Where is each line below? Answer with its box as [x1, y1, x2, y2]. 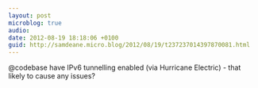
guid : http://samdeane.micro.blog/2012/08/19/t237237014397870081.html [8, 41, 250, 49]
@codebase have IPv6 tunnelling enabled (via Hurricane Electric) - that [8, 63, 241, 72]
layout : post [8, 11, 52, 20]
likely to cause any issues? [8, 71, 96, 81]
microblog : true [8, 19, 62, 27]
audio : [8, 26, 30, 34]
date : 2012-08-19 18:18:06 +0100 [8, 33, 119, 42]
